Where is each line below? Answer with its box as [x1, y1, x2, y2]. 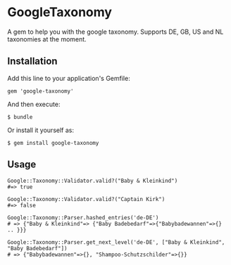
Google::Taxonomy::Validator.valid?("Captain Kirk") [7, 195, 166, 202]
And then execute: [7, 100, 61, 108]
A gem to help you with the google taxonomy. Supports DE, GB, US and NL [7, 27, 224, 36]
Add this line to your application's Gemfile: [7, 74, 130, 82]
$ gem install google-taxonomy [7, 139, 99, 146]
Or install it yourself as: [7, 126, 74, 134]
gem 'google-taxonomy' [7, 87, 74, 95]
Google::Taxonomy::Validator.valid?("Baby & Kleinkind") [7, 177, 178, 184]
